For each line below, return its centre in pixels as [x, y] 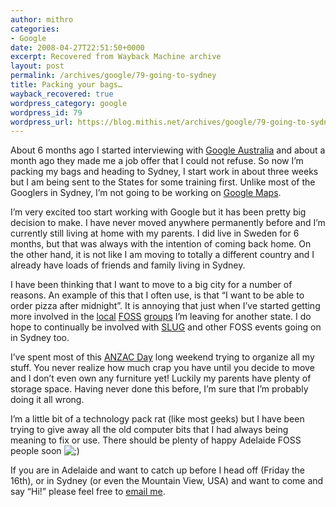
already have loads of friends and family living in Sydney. [128, 265]
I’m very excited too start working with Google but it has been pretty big [158, 212]
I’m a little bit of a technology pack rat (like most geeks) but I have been [157, 419]
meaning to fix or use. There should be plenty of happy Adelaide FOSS [156, 440]
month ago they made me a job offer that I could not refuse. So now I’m [157, 161]
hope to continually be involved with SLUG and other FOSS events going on [166, 327]
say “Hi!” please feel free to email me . [88, 492]
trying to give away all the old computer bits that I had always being [149, 430]
